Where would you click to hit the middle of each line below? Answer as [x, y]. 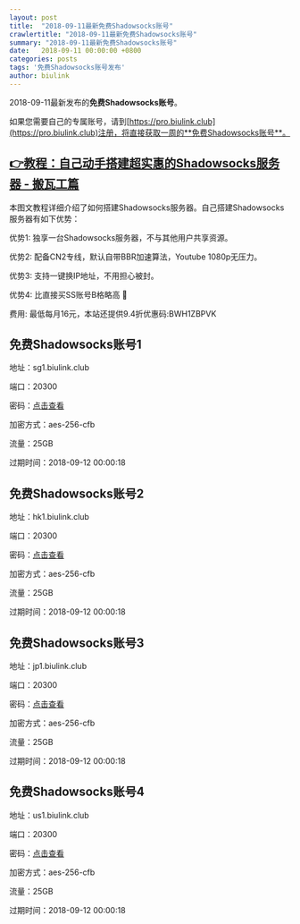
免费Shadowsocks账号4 [77, 792]
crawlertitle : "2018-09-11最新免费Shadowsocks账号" [104, 34]
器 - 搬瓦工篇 [44, 184]
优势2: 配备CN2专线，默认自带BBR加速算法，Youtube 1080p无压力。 [136, 257]
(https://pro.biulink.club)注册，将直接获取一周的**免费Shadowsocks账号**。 [150, 132]
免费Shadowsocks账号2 [77, 493]
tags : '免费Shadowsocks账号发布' [67, 68]
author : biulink [39, 76]
